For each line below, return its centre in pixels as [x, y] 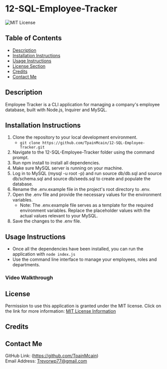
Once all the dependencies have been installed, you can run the [78, 249]
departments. [26, 265]
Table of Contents [34, 38]
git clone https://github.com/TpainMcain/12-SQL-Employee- [83, 143]
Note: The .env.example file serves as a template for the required [86, 205]
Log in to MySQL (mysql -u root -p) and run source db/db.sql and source [87, 174]
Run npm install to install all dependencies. [56, 163]
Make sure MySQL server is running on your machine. [68, 168]
